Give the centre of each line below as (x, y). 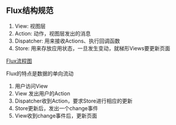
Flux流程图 (19, 60)
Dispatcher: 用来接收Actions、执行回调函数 (67, 41)
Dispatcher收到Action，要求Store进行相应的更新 (73, 101)
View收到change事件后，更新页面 (56, 116)
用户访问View (31, 86)
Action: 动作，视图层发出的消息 (53, 33)
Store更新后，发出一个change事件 (56, 108)
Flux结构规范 (30, 11)
